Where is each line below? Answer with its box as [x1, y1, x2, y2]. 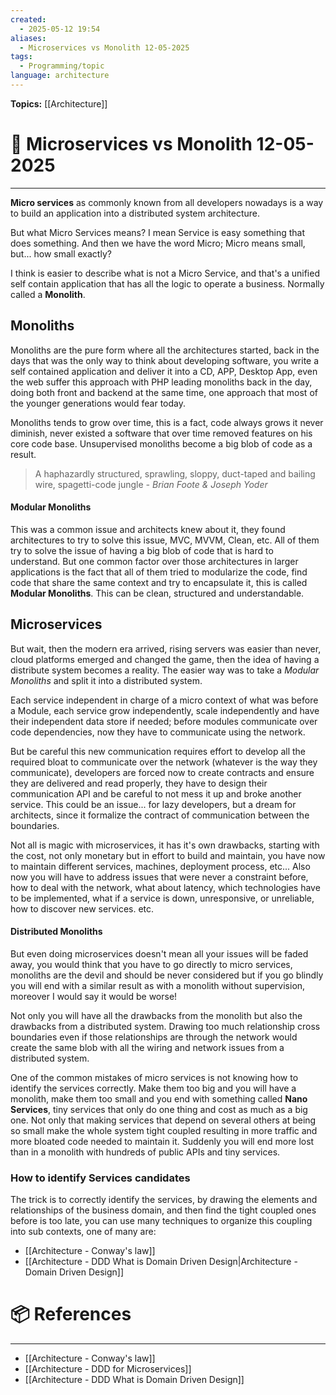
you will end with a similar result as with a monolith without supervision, [10, 979, 306, 991]
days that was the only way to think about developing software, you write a [10, 354, 320, 366]
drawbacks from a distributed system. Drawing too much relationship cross [10, 1020, 321, 1032]
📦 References [10, 1303, 132, 1326]
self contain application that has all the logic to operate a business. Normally [10, 277, 325, 290]
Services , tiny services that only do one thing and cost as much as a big [10, 1103, 308, 1115]
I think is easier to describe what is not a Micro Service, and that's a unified [10, 267, 320, 279]
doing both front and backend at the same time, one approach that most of [10, 386, 318, 398]
